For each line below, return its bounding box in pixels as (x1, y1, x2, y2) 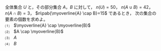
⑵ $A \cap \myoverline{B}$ (5, 29, 64, 34)
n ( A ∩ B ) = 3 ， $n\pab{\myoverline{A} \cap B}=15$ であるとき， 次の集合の (5, 10, 157, 16)
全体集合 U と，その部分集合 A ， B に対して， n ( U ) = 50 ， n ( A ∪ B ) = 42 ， (5, 4, 153, 10)
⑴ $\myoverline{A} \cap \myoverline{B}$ (5, 22, 91, 28)
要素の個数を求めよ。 (5, 17, 48, 22)
